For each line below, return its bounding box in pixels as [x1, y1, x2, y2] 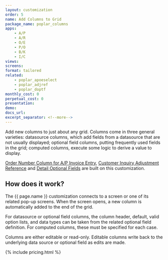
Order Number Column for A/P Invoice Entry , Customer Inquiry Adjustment [5, 159, 159, 166]
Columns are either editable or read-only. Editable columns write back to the [5, 234, 163, 240]
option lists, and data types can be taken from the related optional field [5, 219, 151, 225]
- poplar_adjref [14, 82, 49, 87]
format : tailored [5, 68, 42, 73]
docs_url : [5, 110, 26, 116]
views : [5, 59, 19, 64]
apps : [5, 26, 17, 31]
